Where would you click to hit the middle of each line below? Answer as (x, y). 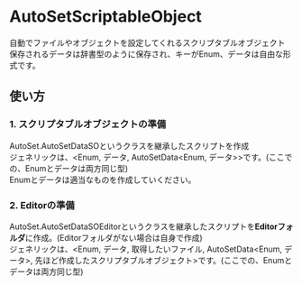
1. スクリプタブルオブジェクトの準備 (88, 124)
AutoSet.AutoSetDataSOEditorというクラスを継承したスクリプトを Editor (143, 226)
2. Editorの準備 (42, 205)
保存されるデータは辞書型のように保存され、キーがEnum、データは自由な (146, 54)
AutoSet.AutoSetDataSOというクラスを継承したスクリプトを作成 (129, 145)
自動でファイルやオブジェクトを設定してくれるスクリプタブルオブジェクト (147, 42)
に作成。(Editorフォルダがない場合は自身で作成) (114, 237)
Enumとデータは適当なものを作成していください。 (103, 179)
